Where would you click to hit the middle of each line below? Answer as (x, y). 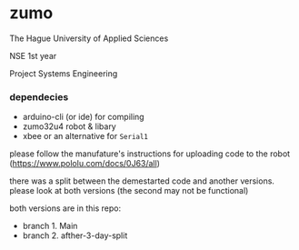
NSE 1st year (33, 55)
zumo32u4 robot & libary (69, 126)
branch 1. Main (50, 226)
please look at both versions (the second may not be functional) (129, 191)
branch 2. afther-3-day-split (75, 235)
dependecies (39, 96)
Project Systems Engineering (64, 73)
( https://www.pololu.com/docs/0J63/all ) (85, 164)
